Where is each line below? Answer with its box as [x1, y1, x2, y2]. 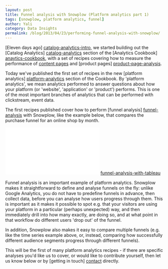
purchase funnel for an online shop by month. [5, 118, 99, 123]
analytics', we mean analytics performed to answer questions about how [5, 81, 155, 87]
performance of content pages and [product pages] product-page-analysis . [5, 61, 162, 66]
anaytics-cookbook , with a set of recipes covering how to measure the [5, 55, 151, 61]
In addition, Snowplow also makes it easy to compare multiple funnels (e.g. [5, 227, 160, 233]
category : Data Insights [5, 26, 57, 31]
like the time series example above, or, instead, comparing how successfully [5, 232, 163, 238]
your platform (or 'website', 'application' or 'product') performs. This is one [5, 86, 160, 92]
